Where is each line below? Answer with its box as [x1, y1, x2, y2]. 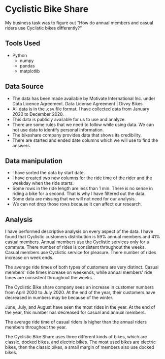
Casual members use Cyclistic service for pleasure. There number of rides [5, 250, 157, 256]
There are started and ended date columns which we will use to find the [12, 137, 159, 143]
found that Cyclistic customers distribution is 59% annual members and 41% [5, 234, 161, 240]
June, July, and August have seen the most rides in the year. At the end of [5, 304, 155, 310]
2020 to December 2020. [12, 111, 64, 117]
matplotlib [19, 68, 40, 74]
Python [12, 52, 27, 58]
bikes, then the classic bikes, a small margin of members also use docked [5, 344, 154, 350]
